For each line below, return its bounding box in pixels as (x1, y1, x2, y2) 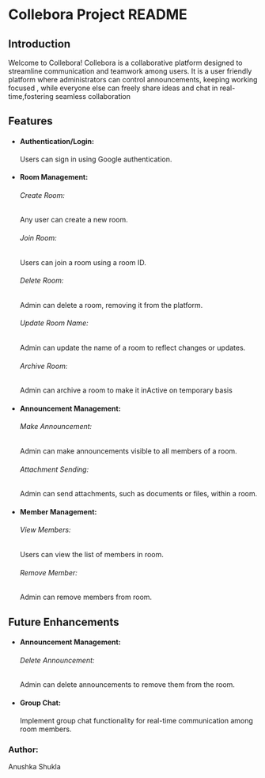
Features (8, 115, 53, 128)
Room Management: (19, 173, 89, 182)
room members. (19, 724, 72, 734)
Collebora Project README (8, 6, 187, 24)
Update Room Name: (19, 318, 89, 328)
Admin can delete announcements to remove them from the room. (19, 680, 236, 689)
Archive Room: (19, 361, 68, 370)
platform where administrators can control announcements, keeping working (8, 75, 258, 84)
